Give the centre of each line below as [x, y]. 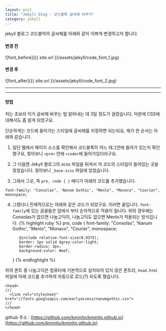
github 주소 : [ [19, 317]
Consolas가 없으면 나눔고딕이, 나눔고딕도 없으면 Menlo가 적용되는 [76, 217]
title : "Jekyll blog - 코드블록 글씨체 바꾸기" [50, 14]
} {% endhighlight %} [34, 260]
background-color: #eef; [44, 251]
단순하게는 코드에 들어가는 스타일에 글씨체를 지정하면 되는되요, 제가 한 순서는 [79, 131]
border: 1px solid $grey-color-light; [59, 242]
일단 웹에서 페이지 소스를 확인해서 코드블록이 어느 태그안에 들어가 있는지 [82, 147]
